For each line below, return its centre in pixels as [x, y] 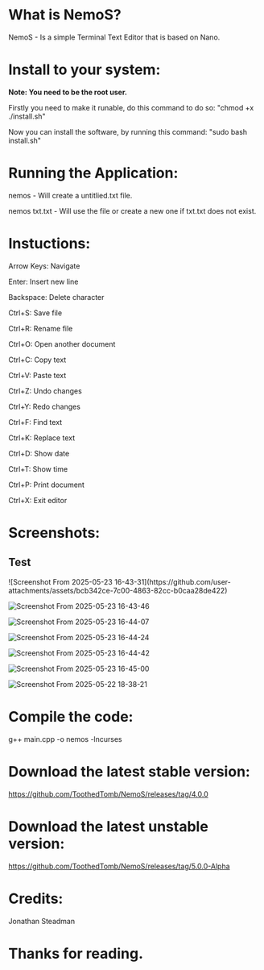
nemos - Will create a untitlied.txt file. [70, 195]
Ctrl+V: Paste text [37, 375]
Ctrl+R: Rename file [41, 328]
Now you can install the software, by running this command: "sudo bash [128, 131]
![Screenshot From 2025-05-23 [60, 581]
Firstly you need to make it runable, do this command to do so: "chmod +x [131, 107]
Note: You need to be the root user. [68, 92]
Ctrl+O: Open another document [62, 343]
